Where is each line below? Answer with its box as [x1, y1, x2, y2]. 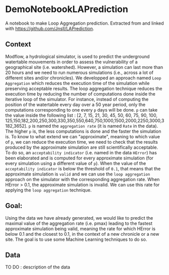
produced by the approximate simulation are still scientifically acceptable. [5, 144, 158, 150]
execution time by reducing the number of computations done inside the [5, 90, 155, 97]
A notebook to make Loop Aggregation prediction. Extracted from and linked [5, 20, 164, 26]
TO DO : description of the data [5, 264, 71, 270]
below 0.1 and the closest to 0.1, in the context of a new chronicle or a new [5, 231, 159, 237]
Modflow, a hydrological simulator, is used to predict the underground [5, 53, 150, 59]
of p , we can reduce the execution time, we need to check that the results [5, 139, 158, 145]
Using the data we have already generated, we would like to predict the [5, 215, 153, 221]
